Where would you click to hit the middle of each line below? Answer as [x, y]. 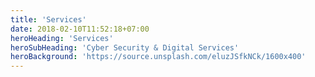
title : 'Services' [48, 19]
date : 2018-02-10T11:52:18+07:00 [80, 29]
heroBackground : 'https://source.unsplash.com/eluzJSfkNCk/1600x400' [158, 57]
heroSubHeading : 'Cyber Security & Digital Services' [125, 47]
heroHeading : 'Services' [62, 38]
